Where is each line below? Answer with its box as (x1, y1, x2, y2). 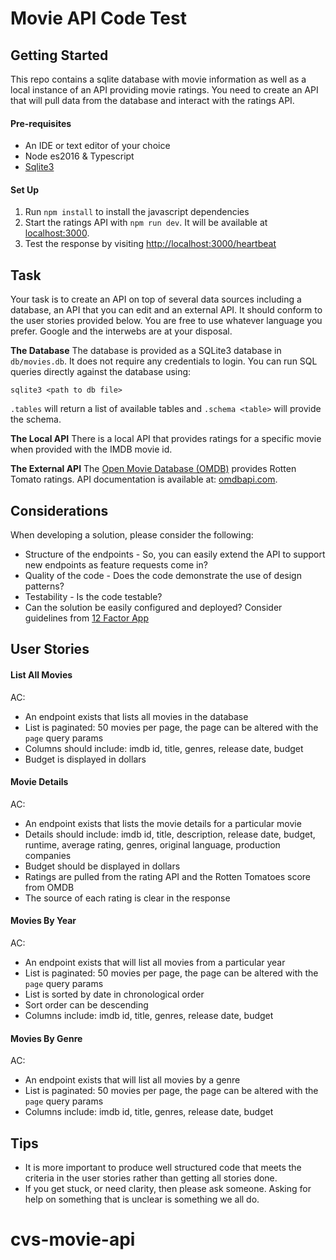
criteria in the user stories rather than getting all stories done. (24, 1172, 278, 1184)
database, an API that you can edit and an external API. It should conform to (10, 304, 323, 316)
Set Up (10, 183, 40, 196)
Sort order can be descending (24, 999, 149, 1011)
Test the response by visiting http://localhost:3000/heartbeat (24, 238, 277, 250)
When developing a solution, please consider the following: (10, 529, 254, 541)
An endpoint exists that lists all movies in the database (24, 710, 249, 722)
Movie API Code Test (10, 7, 187, 30)
